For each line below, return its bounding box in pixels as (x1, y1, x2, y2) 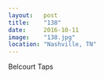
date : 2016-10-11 (8, 26, 80, 34)
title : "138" (8, 19, 61, 27)
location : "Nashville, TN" (8, 41, 97, 48)
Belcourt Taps (8, 62, 54, 71)
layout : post (8, 11, 58, 20)
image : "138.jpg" (8, 33, 76, 41)
